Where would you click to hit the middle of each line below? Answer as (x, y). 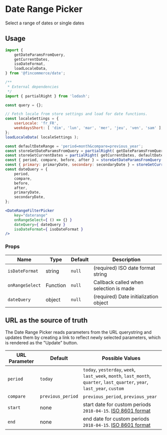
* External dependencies (33, 87)
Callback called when (119, 282)
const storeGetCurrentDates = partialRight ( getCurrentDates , (71, 155)
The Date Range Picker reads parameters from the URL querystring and (78, 332)
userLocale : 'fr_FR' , (36, 123)
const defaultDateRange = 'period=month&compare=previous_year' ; (74, 146)
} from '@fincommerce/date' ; (35, 73)
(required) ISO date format (125, 268)
